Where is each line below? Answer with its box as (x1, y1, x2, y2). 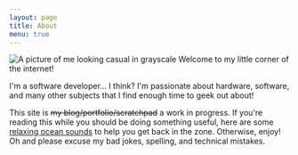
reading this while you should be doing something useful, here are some (9, 117, 274, 127)
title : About (9, 21, 58, 30)
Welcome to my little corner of (178, 54, 289, 65)
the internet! (9, 63, 54, 74)
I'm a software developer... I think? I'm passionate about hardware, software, (9, 81, 290, 92)
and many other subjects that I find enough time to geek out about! (9, 90, 254, 101)
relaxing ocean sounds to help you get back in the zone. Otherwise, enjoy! (9, 126, 282, 137)
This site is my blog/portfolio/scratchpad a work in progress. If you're (9, 108, 263, 118)
